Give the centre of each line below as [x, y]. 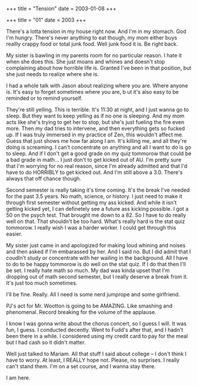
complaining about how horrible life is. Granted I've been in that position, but [99, 68]
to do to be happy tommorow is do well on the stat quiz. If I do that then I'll [96, 264]
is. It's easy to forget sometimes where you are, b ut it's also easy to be [93, 92]
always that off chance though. [44, 179]
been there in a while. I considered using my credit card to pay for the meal [97, 336]
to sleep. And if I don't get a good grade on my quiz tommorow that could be [99, 153]
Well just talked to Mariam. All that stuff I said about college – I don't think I [96, 354]
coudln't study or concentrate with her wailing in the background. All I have [97, 258]
